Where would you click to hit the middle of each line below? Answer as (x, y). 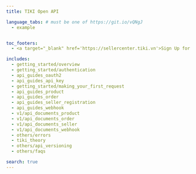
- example (23, 27)
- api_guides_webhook (38, 108)
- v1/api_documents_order (43, 119)
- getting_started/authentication (53, 70)
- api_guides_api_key (38, 81)
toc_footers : (22, 43)
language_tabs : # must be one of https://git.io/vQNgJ (75, 22)
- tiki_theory (28, 141)
